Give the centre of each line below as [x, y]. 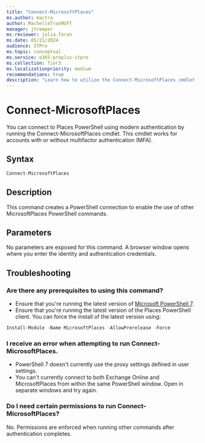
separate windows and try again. [56, 391]
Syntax [20, 159]
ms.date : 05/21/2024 [33, 40]
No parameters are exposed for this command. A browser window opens [98, 247]
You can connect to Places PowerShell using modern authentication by [95, 127]
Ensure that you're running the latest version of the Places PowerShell [103, 310]
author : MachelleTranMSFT [39, 23]
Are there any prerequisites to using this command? [85, 290]
